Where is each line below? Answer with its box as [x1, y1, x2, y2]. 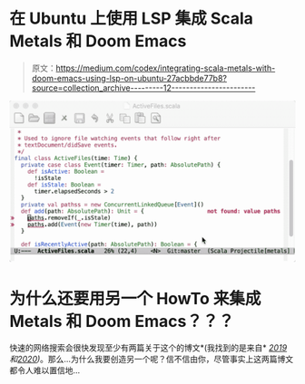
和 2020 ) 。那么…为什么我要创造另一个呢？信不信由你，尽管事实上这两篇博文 [9, 354, 293, 365]
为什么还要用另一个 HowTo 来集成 [9, 288, 261, 309]
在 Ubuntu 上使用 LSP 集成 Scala [9, 8, 254, 29]
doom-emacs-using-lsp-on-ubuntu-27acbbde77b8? [31, 72, 227, 83]
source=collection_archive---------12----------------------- [31, 82, 256, 93]
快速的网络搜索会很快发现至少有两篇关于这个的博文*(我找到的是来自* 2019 [9, 342, 288, 353]
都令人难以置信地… [9, 365, 81, 376]
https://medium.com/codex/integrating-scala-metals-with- [55, 62, 276, 73]
